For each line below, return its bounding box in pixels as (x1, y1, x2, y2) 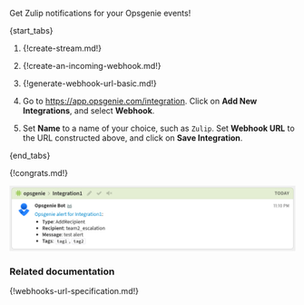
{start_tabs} (9, 25, 54, 35)
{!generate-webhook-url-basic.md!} (22, 78, 157, 89)
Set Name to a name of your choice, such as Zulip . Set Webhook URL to (22, 123, 295, 133)
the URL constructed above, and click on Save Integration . (22, 133, 243, 143)
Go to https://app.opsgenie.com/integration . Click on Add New (22, 95, 258, 106)
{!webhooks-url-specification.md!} (9, 285, 139, 296)
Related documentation (9, 265, 115, 278)
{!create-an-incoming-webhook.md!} (22, 61, 162, 71)
